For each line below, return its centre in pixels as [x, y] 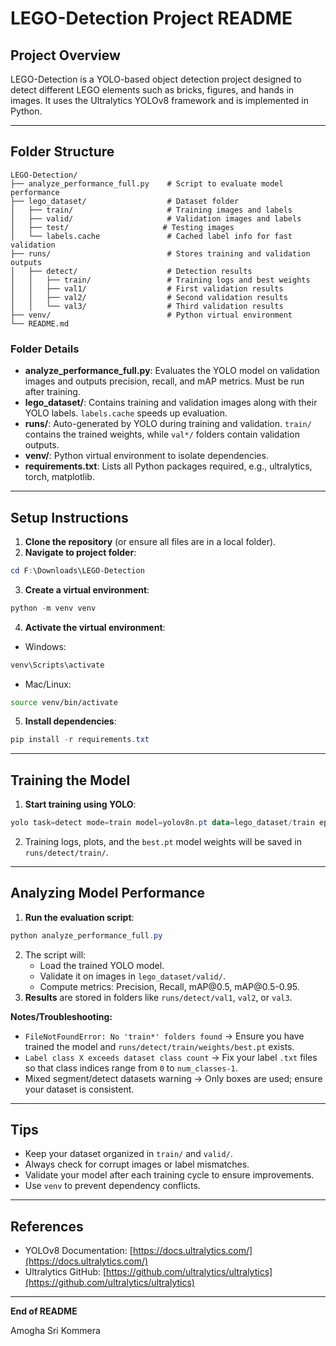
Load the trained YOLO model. [102, 965]
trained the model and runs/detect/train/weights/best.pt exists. [159, 1046]
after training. [52, 392]
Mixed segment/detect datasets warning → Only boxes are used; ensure [173, 1078]
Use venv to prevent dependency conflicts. [112, 1186]
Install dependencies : [70, 721]
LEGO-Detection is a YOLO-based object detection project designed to [156, 79]
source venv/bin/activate [64, 702]
